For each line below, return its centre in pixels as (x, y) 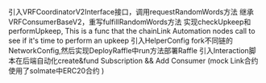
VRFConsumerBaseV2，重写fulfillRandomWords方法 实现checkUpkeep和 (130, 22)
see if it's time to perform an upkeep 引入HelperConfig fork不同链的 (121, 40)
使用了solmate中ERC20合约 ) (56, 71)
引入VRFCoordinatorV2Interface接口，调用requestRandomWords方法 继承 (131, 12)
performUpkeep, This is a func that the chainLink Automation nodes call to (132, 31)
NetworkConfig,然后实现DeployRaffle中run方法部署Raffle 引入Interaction (129, 50)
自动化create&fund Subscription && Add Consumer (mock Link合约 (147, 60)
